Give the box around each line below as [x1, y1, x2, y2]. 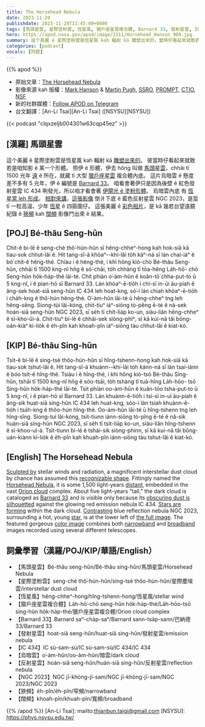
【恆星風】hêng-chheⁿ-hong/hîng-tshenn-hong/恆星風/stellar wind [15, 592, 184, 600]
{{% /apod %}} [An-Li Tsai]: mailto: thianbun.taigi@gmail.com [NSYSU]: [6, 707, 185, 714]
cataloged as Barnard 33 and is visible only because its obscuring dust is [6, 494, 190, 501]
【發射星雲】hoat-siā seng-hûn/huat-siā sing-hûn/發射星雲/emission [15, 629, 188, 637]
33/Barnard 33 [15, 622, 52, 630]
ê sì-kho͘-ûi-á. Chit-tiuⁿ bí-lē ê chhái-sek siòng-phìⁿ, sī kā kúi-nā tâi [6, 316, 175, 323]
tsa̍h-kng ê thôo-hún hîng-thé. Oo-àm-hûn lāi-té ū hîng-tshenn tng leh [20, 406, 197, 413]
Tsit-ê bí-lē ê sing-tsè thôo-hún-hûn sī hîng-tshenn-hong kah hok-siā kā [6, 356, 189, 364]
